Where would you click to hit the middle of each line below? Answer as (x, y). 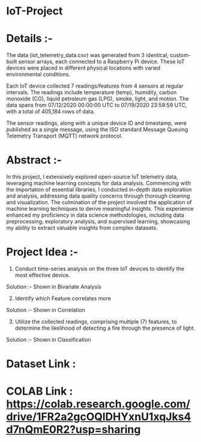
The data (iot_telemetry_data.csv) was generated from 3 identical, (88, 55)
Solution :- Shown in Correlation (46, 310)
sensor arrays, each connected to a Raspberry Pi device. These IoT (101, 62)
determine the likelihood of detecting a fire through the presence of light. (105, 328)
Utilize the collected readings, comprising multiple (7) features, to (96, 322)
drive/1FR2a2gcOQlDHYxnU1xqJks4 (99, 417)
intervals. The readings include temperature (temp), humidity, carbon (91, 92)
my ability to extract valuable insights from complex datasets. (82, 228)
